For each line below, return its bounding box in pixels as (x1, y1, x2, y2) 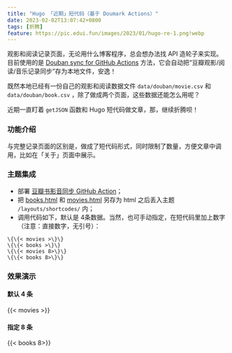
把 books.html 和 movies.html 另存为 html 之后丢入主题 (17, 195, 175, 204)
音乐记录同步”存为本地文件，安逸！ (15, 67, 117, 75)
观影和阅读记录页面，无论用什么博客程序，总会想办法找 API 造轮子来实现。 (7, 50, 223, 58)
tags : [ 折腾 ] (7, 23, 43, 30)
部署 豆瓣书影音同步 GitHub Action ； (17, 186, 123, 195)
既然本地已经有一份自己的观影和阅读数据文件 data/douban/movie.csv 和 (7, 82, 212, 91)
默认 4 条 (7, 290, 34, 299)
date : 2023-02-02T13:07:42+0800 (7, 17, 101, 24)
